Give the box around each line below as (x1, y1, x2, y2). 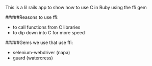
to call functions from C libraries (12, 24, 81, 30)
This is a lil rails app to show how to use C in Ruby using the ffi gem (5, 5, 147, 10)
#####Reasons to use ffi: (5, 14, 59, 20)
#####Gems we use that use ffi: (5, 39, 73, 46)
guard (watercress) (12, 55, 54, 61)
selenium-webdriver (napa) (12, 50, 70, 55)
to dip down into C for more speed (12, 30, 85, 35)
